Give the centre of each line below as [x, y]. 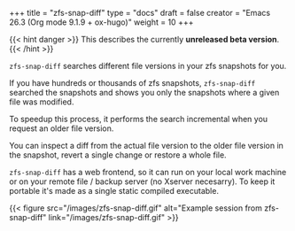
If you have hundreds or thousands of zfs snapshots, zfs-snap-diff [132, 83]
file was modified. [42, 102]
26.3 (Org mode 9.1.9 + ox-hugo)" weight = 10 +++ [101, 22]
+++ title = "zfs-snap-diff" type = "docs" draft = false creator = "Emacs [140, 13]
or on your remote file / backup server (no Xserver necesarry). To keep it [142, 181]
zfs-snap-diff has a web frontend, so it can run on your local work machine [148, 172]
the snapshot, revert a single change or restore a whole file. [118, 155]
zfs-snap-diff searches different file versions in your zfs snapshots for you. [148, 66]
